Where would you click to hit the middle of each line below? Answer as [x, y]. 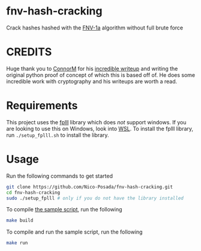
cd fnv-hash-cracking [33, 192]
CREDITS [29, 52]
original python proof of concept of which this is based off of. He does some [101, 75]
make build [20, 220]
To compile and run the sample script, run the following [74, 232]
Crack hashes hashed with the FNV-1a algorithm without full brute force [95, 28]
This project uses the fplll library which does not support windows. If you [96, 122]
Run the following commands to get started [59, 176]
